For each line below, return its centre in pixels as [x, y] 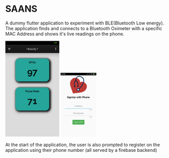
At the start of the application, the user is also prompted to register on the [83, 144]
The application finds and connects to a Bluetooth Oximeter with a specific [84, 28]
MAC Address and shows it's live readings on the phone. [65, 34]
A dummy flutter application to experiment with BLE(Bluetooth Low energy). [85, 23]
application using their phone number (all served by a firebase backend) [81, 150]
